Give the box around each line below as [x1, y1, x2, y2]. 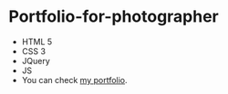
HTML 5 [21, 36, 53, 47]
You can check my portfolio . [21, 74, 129, 85]
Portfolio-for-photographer [8, 6, 220, 27]
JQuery [21, 55, 51, 66]
